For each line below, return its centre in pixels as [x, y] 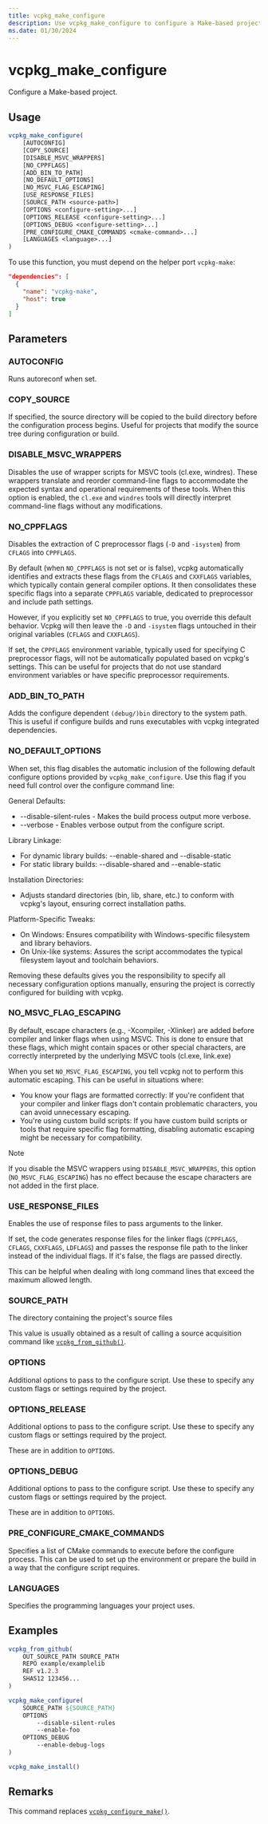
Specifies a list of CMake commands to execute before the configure [121, 1550]
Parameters [38, 339]
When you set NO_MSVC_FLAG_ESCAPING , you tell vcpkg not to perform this [126, 1071]
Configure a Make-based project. [63, 92]
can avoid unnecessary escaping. [75, 1112]
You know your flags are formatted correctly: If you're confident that [132, 1095]
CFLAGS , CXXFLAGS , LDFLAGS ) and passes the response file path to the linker [128, 1248]
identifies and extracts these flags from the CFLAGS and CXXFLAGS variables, [130, 576]
